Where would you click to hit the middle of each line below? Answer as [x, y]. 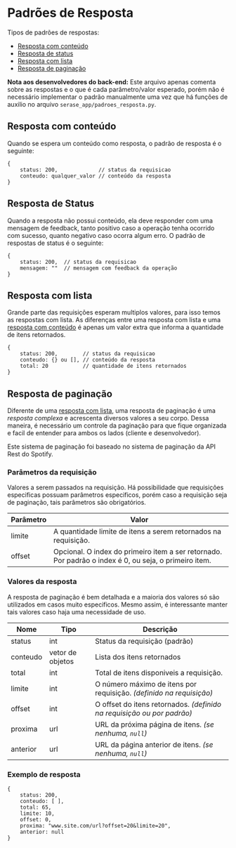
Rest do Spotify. [31, 454]
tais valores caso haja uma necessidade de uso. [77, 611]
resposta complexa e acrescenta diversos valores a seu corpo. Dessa [108, 418]
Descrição [160, 629]
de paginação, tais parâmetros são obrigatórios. [77, 503]
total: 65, [36, 808]
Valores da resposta [42, 582]
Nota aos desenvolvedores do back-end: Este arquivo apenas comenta [112, 81]
